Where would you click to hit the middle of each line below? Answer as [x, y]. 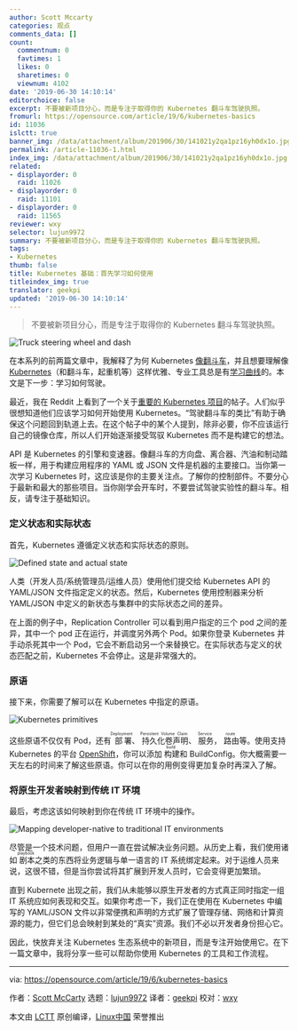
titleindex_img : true [49, 282]
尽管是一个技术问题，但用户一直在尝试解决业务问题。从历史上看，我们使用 [145, 847]
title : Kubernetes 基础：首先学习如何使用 [81, 274]
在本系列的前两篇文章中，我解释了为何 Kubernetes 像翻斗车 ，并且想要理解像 [149, 361]
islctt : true [33, 133]
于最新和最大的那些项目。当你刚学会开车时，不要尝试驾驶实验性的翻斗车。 [145, 487]
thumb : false [33, 266]
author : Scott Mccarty [51, 17]
